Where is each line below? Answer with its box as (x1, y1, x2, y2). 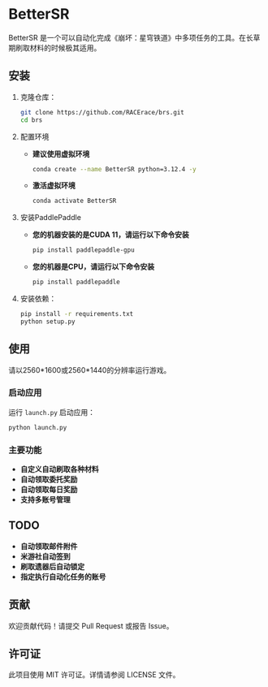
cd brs (19, 115, 43, 124)
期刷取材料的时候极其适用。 (8, 42, 102, 53)
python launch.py (8, 423, 67, 431)
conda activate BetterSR (32, 197, 117, 205)
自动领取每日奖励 (19, 485, 78, 495)
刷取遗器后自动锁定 (19, 561, 85, 571)
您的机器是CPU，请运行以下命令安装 (32, 261, 155, 272)
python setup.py (19, 318, 76, 326)
